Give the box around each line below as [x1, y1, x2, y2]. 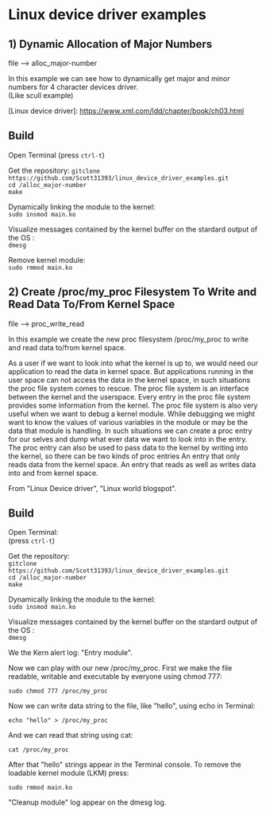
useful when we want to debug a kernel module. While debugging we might [8, 408, 256, 419]
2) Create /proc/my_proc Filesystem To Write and [8, 285, 256, 299]
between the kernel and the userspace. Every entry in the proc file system [8, 392, 251, 401]
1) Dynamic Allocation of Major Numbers [8, 37, 213, 51]
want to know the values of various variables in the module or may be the [8, 417, 249, 427]
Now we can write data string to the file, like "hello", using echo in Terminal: [8, 701, 256, 711]
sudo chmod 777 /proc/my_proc [8, 687, 109, 696]
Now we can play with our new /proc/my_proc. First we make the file [8, 663, 233, 673]
